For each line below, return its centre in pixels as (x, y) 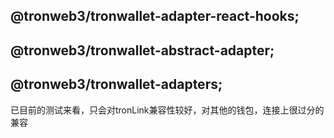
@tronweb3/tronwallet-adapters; (116, 84)
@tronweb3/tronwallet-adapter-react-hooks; (155, 16)
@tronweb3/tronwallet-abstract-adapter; (142, 50)
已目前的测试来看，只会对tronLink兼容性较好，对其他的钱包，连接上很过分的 (167, 110)
